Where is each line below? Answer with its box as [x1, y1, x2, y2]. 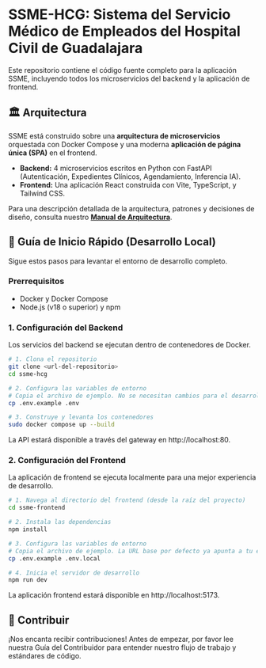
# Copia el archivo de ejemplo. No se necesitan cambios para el [8, 392, 228, 400]
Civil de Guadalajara [8, 40, 143, 57]
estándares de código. [8, 651, 82, 661]
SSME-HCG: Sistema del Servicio [8, 6, 231, 24]
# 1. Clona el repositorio [8, 355, 97, 363]
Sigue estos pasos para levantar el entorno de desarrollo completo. [8, 256, 228, 266]
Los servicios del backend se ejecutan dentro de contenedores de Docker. [8, 340, 252, 350]
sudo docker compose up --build [8, 421, 115, 429]
